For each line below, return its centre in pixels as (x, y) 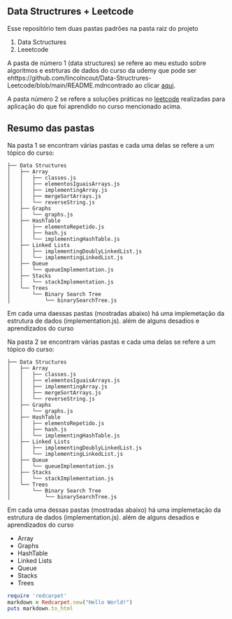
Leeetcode (33, 49)
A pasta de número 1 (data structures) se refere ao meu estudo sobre (107, 63)
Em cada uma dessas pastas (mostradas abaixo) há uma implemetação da (114, 510)
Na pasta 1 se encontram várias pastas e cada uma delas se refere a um (111, 145)
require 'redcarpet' (37, 596)
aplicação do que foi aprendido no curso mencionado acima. (95, 106)
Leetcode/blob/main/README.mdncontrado (71, 85)
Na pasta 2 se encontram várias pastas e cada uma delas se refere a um (111, 342)
